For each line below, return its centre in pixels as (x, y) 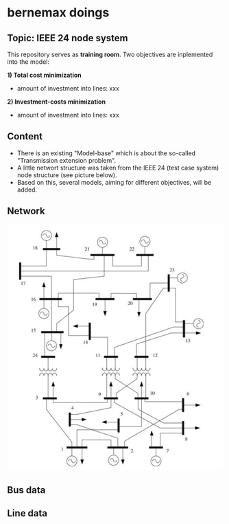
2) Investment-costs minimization (57, 102)
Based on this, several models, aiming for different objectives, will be (114, 182)
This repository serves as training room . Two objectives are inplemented (110, 54)
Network (26, 211)
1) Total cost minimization (45, 75)
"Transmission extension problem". (67, 160)
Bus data (26, 490)
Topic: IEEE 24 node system (68, 38)
